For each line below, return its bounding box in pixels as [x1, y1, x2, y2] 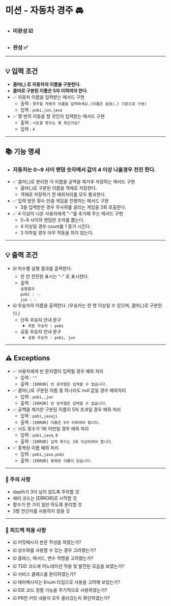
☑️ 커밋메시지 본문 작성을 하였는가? [12, 539, 81, 545]
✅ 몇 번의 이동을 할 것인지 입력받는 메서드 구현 [12, 113, 105, 119]
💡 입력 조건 [5, 67, 38, 76]
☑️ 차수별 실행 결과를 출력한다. [12, 265, 72, 271]
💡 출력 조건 [5, 251, 38, 259]
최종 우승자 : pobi [27, 323, 64, 328]
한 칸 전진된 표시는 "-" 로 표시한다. [20, 273, 89, 279]
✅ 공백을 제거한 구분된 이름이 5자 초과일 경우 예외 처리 [12, 406, 121, 413]
